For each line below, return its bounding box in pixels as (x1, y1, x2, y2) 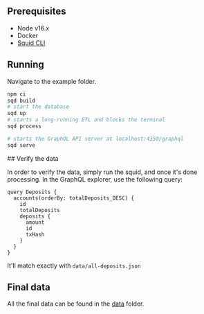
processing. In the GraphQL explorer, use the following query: (7, 175, 183, 183)
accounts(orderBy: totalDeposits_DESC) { (13, 194, 135, 202)
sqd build (7, 97, 36, 104)
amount (25, 218, 45, 226)
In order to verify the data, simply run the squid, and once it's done (7, 168, 198, 176)
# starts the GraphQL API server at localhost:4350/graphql (7, 135, 185, 142)
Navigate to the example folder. (7, 77, 97, 85)
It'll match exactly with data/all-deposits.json (7, 261, 141, 270)
